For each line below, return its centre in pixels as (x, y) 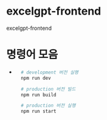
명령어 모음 (32, 55)
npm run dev (36, 78)
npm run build (39, 95)
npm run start (39, 111)
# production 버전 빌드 (48, 89)
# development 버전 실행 (50, 72)
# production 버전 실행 (48, 106)
